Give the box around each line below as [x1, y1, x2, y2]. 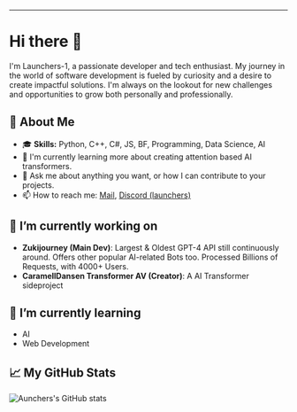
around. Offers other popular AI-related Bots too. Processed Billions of [21, 252, 278, 262]
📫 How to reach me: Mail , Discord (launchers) [21, 190, 192, 200]
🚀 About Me [9, 114, 75, 129]
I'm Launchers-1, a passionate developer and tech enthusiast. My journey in [9, 60, 286, 71]
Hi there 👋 [9, 32, 82, 51]
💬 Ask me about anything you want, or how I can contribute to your [21, 170, 267, 181]
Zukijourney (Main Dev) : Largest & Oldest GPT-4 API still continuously [21, 242, 280, 253]
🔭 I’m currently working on [9, 219, 158, 234]
